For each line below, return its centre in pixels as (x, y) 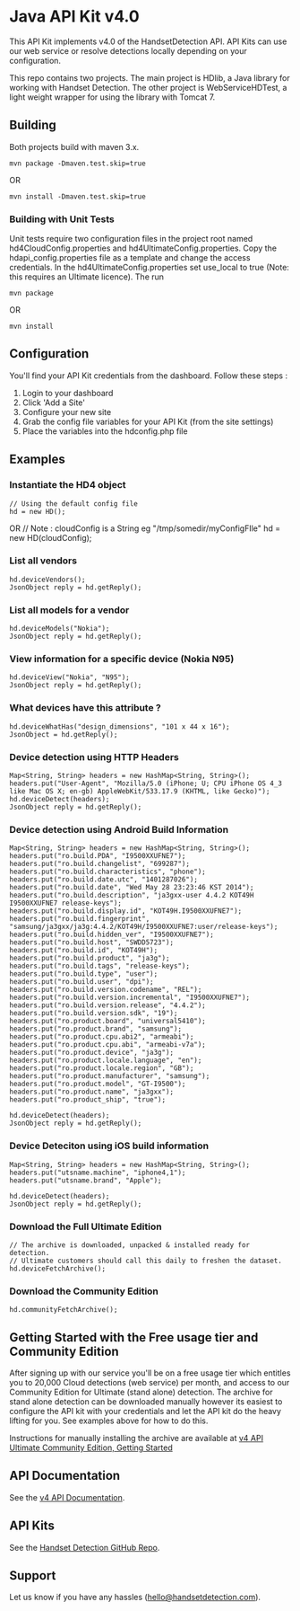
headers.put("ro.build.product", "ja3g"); (90, 959)
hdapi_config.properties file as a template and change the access (130, 258)
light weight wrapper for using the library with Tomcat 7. (112, 97)
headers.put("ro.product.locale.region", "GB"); (102, 1068)
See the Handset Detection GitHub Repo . (85, 1547)
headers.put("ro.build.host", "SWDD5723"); (92, 943)
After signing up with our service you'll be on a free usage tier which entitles (150, 1373)
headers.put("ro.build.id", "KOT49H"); (84, 951)
